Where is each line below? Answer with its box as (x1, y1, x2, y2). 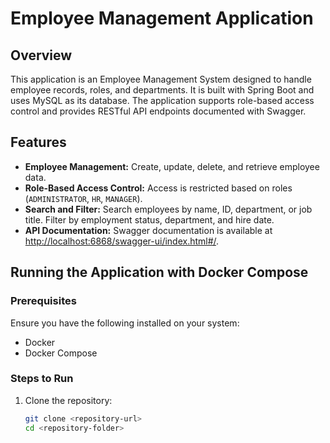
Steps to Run (10, 372, 74, 386)
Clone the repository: (24, 394, 113, 406)
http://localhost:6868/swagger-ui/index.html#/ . (24, 235, 220, 247)
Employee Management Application (10, 7, 314, 30)
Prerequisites (10, 294, 77, 308)
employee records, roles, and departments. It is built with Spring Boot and (10, 84, 315, 96)
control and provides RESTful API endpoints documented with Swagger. (10, 105, 307, 117)
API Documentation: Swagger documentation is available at (24, 224, 273, 236)
